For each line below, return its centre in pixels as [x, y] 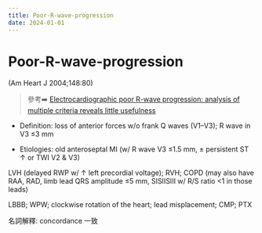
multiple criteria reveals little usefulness [91, 111]
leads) [18, 190]
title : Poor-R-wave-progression [61, 15]
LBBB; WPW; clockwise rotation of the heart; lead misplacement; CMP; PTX [130, 205]
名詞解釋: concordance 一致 [53, 221]
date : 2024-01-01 [36, 23]
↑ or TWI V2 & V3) [50, 158]
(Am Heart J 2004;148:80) [51, 83]
